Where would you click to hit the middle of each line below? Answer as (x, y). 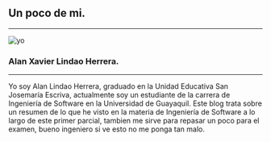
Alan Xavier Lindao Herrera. (64, 61)
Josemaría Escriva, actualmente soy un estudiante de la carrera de (119, 95)
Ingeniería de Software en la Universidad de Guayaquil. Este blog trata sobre (135, 103)
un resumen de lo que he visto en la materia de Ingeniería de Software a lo (132, 112)
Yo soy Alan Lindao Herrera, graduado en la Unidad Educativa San (118, 86)
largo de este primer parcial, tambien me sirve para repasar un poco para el (134, 121)
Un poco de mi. (47, 13)
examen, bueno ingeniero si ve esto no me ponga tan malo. (107, 129)
